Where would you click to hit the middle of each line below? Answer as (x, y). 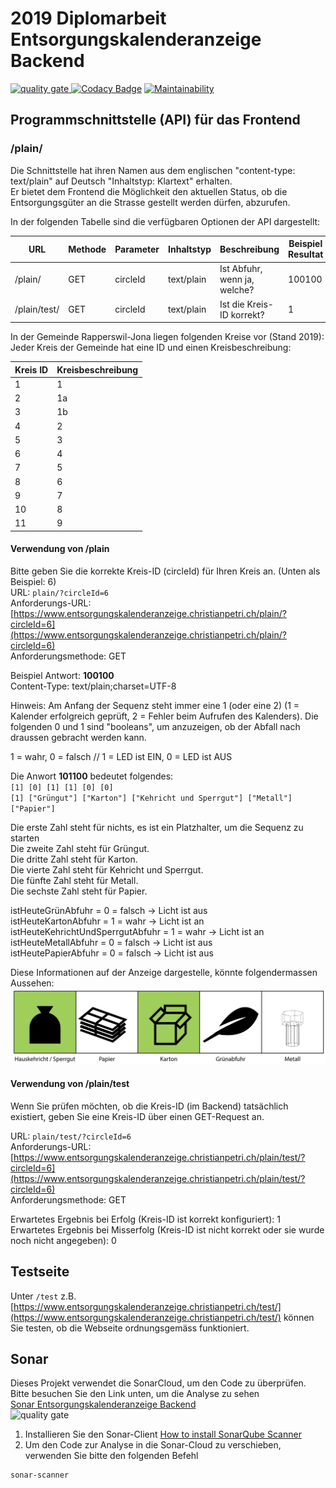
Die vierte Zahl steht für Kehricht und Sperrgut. (107, 870)
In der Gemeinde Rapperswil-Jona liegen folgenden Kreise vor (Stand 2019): (167, 337)
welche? (237, 290)
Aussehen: (32, 983)
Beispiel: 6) (33, 582)
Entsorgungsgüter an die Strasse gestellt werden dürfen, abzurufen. (150, 202)
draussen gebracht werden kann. (78, 738)
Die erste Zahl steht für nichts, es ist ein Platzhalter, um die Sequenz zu (157, 828)
